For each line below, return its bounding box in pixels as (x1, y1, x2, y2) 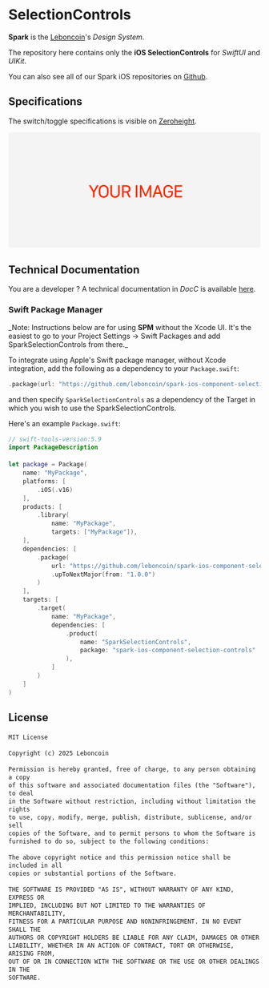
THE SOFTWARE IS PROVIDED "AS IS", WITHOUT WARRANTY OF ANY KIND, (8, 885, 235, 893)
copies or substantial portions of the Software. (8, 869, 178, 877)
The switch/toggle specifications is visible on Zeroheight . (8, 116, 198, 126)
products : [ (22, 502, 62, 510)
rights (8, 805, 30, 813)
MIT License (8, 733, 48, 741)
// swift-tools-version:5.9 (8, 435, 102, 443)
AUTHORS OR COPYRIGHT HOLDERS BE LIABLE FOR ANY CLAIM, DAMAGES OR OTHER (8, 934, 260, 942)
